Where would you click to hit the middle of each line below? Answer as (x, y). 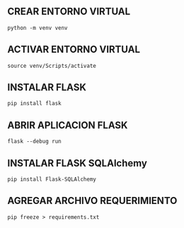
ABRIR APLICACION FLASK (68, 125)
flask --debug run (34, 142)
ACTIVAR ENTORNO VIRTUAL (74, 50)
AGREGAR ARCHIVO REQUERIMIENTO (92, 201)
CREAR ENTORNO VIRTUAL (69, 12)
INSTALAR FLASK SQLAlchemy (77, 163)
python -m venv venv (38, 28)
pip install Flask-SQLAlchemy (52, 179)
